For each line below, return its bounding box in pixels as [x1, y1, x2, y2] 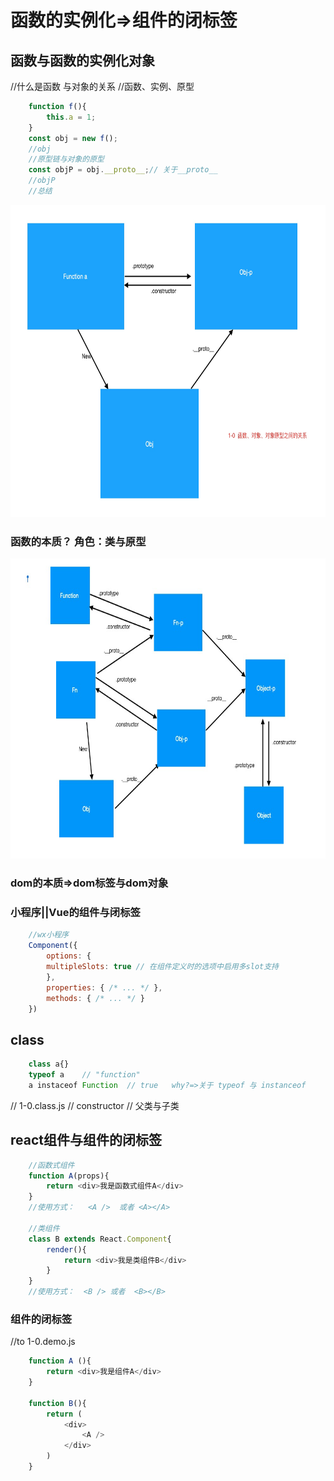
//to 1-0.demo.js [10, 1336, 76, 1348]
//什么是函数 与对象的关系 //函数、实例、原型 [10, 81, 195, 92]
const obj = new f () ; [28, 133, 118, 143]
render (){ [46, 1244, 87, 1255]
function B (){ [28, 1398, 87, 1408]
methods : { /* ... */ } [46, 993, 145, 1003]
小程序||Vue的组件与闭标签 [10, 906, 141, 920]
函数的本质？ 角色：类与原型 [10, 534, 147, 548]
